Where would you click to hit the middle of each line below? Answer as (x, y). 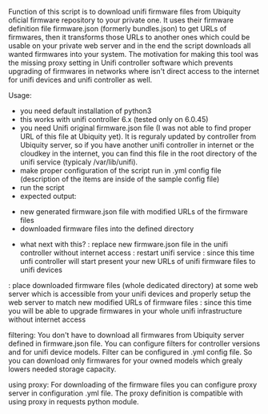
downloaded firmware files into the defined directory (107, 229)
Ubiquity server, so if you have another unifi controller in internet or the (137, 145)
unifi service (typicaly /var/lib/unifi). (79, 162)
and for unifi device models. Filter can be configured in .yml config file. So (130, 352)
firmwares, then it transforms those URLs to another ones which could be (129, 37)
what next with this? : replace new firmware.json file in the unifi (124, 244)
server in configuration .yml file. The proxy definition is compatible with (126, 393)
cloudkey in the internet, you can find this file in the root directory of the (138, 153)
